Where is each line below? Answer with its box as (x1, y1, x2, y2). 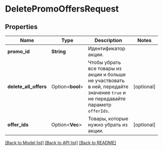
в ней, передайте (88, 83, 129, 90)
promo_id (7, 48, 30, 55)
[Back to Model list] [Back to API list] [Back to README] (5, 140, 116, 146)
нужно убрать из (88, 121, 128, 128)
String (51, 48, 66, 55)
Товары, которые (88, 115, 129, 122)
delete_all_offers (7, 83, 47, 90)
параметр (88, 102, 112, 108)
